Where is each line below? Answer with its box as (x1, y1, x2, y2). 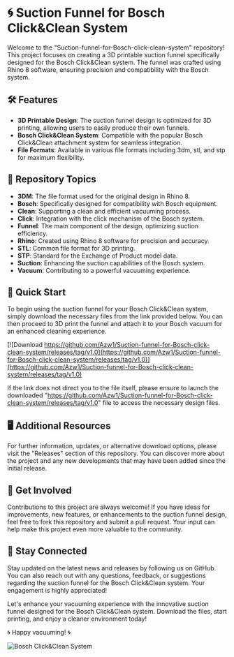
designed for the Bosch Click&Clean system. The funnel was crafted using (7, 58, 221, 66)
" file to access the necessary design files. (97, 399, 221, 407)
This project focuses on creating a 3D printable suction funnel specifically (7, 50, 220, 59)
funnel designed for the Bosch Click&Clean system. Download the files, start (7, 607, 227, 615)
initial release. (7, 464, 47, 473)
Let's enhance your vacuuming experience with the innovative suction (7, 599, 210, 608)
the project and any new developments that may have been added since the (7, 457, 226, 465)
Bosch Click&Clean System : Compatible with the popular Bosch (17, 131, 203, 139)
